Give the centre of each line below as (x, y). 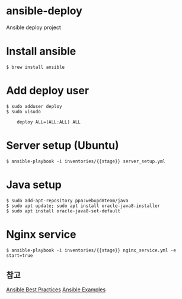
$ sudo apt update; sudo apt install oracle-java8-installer (83, 206)
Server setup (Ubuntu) (63, 145)
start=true (20, 255)
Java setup (34, 185)
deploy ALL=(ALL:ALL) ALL (49, 122)
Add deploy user (48, 91)
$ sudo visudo (24, 112)
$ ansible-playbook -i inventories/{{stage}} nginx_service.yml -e (91, 250)
